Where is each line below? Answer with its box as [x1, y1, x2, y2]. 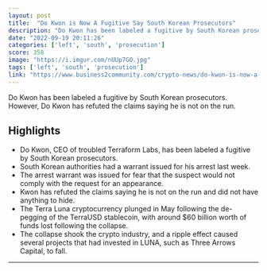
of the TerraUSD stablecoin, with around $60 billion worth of [48, 212, 247, 223]
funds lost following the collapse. [19, 221, 129, 230]
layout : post [8, 11, 52, 20]
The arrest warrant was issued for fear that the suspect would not [19, 170, 236, 180]
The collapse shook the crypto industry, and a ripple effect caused [19, 230, 238, 239]
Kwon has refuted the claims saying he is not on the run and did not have [19, 188, 259, 197]
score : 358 [8, 48, 44, 56]
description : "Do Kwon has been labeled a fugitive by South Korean [8, 26, 240, 34]
